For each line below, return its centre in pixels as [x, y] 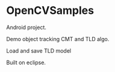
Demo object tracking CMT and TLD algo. [58, 39]
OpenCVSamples [50, 11]
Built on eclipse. [26, 62]
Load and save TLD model [39, 51]
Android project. [26, 27]
